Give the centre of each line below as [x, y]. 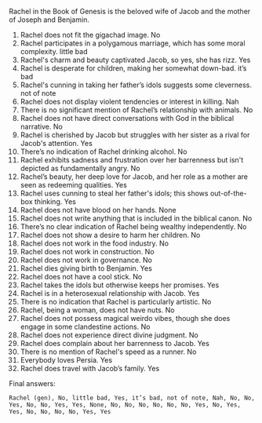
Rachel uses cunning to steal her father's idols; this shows [114, 193]
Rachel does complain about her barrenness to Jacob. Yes [115, 343]
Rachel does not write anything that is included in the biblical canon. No [136, 218]
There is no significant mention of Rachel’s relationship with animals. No [136, 110]
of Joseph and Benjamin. [49, 20]
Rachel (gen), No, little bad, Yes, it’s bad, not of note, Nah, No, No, [132, 398]
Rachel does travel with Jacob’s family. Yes [90, 368]
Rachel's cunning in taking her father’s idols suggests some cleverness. [136, 85]
